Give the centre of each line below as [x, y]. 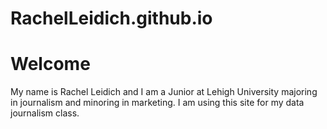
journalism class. [45, 113]
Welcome [50, 64]
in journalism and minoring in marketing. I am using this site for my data [157, 103]
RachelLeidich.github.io [111, 18]
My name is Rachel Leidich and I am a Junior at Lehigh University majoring [164, 92]
